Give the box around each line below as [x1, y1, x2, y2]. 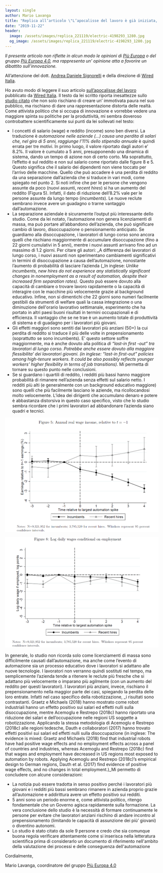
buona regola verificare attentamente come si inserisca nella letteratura [12, 833, 156, 839]
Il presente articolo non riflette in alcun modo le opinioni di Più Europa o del [5, 53, 156, 59]
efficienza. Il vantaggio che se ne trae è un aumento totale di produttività [12, 314, 158, 320]
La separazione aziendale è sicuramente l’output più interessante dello [12, 210, 154, 217]
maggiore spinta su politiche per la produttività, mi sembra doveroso [5, 113, 142, 119]
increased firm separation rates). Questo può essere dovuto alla [12, 278, 141, 284]
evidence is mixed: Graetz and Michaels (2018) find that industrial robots [5, 735, 151, 742]
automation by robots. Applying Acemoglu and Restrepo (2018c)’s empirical [5, 756, 157, 762]
